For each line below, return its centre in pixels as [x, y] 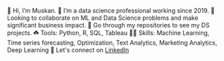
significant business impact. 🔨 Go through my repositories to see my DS [109, 25]
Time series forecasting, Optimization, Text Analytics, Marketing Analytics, [112, 42]
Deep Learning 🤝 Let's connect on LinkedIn [68, 50]
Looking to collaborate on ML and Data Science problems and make [103, 18]
